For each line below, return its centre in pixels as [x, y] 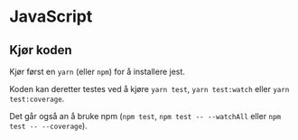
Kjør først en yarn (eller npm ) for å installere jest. [97, 71]
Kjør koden [41, 50]
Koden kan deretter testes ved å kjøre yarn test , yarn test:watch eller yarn [149, 89]
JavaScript [51, 17]
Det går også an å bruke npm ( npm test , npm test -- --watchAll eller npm [145, 116]
